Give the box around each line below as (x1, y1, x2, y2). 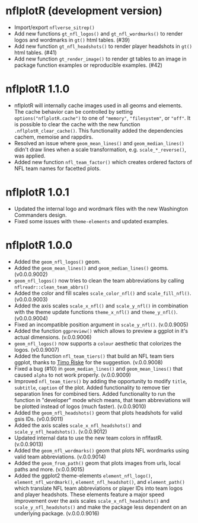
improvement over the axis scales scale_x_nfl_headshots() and (14, 497, 170, 504)
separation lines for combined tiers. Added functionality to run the (14, 390, 175, 397)
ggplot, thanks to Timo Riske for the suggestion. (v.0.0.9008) (14, 358, 164, 365)
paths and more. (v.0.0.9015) (14, 466, 85, 473)
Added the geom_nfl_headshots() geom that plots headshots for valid (14, 409, 183, 416)
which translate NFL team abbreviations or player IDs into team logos (14, 485, 183, 492)
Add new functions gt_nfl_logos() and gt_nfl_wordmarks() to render (14, 30, 183, 37)
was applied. (14, 152, 46, 159)
